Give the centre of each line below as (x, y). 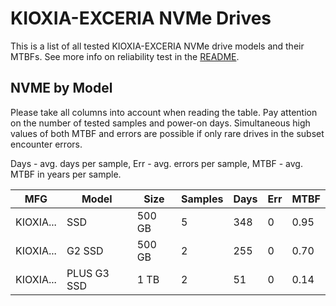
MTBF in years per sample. (66, 174)
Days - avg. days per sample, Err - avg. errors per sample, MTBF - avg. (156, 163)
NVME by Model (61, 88)
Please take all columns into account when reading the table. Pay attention (164, 112)
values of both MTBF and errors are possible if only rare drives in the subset (167, 133)
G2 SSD (85, 250)
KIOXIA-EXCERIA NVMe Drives (141, 18)
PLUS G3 (88, 273)
